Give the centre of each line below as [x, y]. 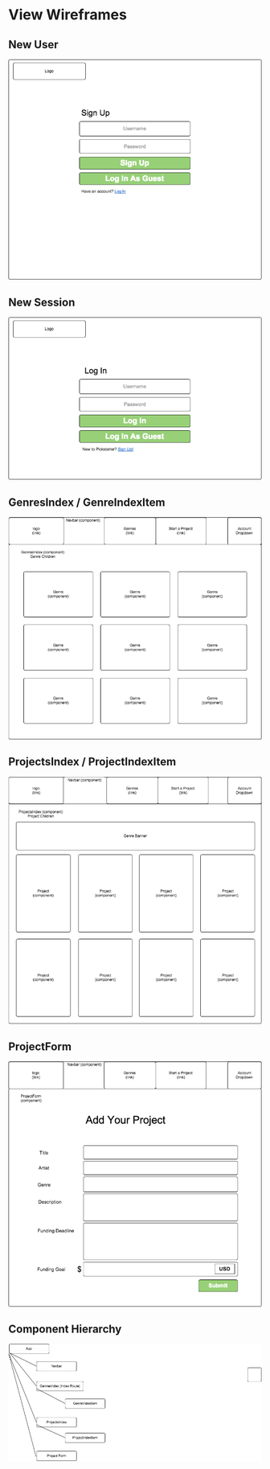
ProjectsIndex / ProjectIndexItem [92, 762]
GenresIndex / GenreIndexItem [87, 502]
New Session [42, 302]
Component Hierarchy [65, 1329]
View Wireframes [67, 15]
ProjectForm [40, 1046]
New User [33, 45]
